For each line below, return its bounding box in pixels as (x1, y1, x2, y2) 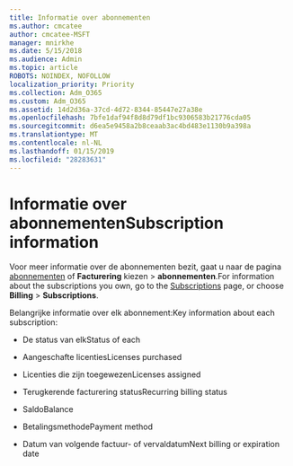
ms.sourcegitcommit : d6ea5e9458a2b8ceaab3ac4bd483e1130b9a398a (9, 122, 252, 131)
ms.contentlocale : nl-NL (9, 138, 102, 147)
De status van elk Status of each (22, 334, 141, 346)
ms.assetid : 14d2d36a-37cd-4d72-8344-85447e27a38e (9, 105, 203, 114)
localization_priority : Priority (9, 80, 135, 89)
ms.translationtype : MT (9, 130, 99, 139)
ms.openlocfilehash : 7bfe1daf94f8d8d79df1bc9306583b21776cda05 (9, 113, 252, 122)
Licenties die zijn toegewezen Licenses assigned (22, 369, 201, 380)
